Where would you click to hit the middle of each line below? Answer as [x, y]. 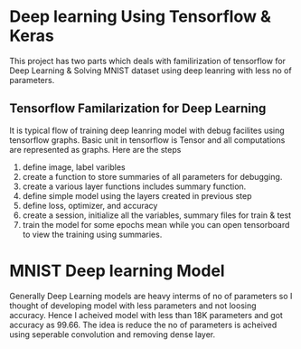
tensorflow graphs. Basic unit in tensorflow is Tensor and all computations [147, 140]
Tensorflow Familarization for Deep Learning [138, 109]
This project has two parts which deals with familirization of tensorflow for [148, 61]
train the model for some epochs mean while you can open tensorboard [156, 224]
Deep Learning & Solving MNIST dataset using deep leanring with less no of [150, 71]
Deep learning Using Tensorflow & [140, 17]
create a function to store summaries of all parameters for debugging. [152, 176]
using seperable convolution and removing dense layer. [113, 334]
